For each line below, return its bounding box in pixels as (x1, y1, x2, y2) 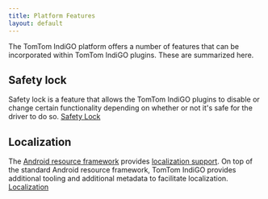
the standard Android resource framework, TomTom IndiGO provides (8, 165, 237, 175)
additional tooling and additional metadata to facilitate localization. (8, 174, 228, 184)
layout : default (8, 19, 63, 27)
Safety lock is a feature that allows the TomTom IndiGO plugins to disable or (8, 94, 260, 105)
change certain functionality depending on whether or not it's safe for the (8, 103, 253, 113)
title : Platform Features (8, 11, 95, 20)
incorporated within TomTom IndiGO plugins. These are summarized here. (8, 50, 254, 60)
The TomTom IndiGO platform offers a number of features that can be (8, 41, 240, 51)
